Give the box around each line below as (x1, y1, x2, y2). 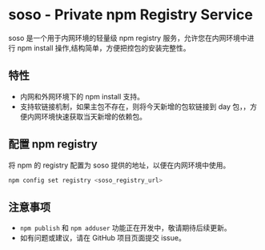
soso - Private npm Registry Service (8, 6, 254, 24)
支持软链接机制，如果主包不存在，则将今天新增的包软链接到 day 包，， (19, 102, 251, 111)
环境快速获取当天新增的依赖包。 (41, 111, 147, 121)
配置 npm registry (8, 138, 98, 151)
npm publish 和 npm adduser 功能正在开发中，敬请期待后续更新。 (19, 223, 232, 233)
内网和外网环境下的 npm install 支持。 (19, 91, 145, 101)
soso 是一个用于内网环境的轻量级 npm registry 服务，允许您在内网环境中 (8, 33, 247, 42)
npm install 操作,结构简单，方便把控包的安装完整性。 (17, 42, 191, 53)
